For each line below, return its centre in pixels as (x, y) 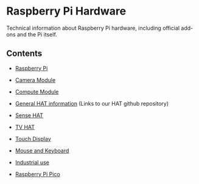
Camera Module (35, 80)
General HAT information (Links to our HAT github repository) (92, 103)
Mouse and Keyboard (42, 151)
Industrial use (32, 162)
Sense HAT (29, 115)
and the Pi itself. (37, 34)
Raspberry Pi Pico (38, 174)
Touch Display (33, 138)
